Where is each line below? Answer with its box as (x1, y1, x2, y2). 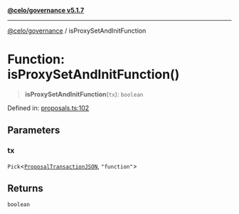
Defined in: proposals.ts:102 (7, 103, 90, 112)
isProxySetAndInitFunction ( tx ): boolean (24, 90, 144, 98)
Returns (7, 183, 44, 195)
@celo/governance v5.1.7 (7, 6, 85, 14)
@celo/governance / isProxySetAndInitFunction (7, 26, 147, 35)
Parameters (7, 124, 60, 137)
